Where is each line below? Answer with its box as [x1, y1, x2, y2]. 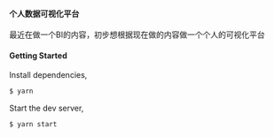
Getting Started [9, 49, 68, 61]
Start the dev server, [9, 103, 84, 114]
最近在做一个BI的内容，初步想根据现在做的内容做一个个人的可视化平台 [9, 29, 265, 40]
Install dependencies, [9, 70, 88, 80]
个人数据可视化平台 [9, 8, 80, 19]
